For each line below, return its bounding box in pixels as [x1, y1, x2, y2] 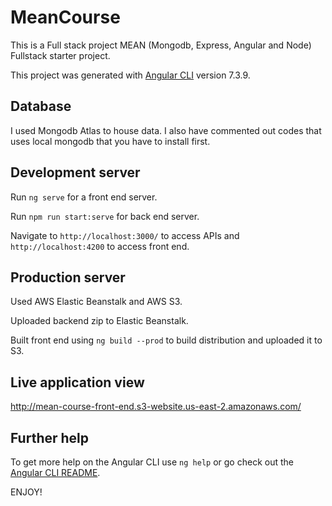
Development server [10, 164, 141, 181]
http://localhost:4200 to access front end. [10, 240, 190, 252]
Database [10, 98, 72, 115]
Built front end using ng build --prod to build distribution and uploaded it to [10, 334, 323, 346]
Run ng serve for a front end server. [10, 191, 158, 203]
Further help [10, 429, 90, 446]
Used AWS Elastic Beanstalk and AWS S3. [10, 296, 183, 308]
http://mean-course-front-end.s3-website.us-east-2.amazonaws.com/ [10, 401, 302, 413]
